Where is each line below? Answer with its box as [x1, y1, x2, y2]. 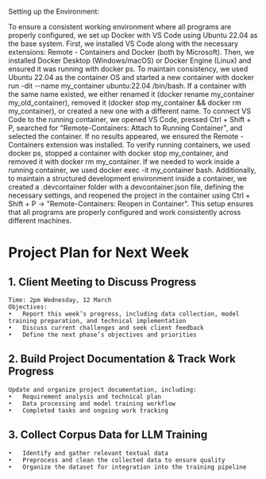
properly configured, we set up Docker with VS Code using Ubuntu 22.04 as [8, 31, 258, 40]
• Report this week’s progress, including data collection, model [8, 310, 240, 318]
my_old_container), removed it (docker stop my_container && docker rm [8, 98, 242, 107]
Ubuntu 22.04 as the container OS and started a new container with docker [8, 73, 255, 82]
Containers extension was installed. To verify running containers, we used [8, 140, 250, 149]
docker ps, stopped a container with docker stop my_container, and [8, 148, 229, 158]
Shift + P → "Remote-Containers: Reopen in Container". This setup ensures [8, 199, 254, 209]
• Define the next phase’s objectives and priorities [8, 331, 197, 339]
